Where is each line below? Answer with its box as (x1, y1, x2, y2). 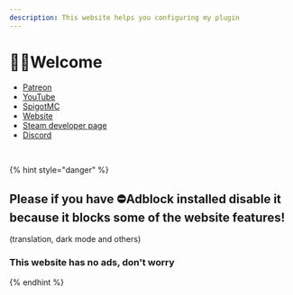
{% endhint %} (9, 276, 65, 288)
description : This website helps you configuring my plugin (9, 13, 241, 22)
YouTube (22, 91, 56, 102)
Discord (22, 130, 52, 140)
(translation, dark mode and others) (9, 234, 142, 245)
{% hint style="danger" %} (9, 164, 110, 175)
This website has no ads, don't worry (9, 256, 175, 269)
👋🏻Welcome (9, 51, 103, 72)
